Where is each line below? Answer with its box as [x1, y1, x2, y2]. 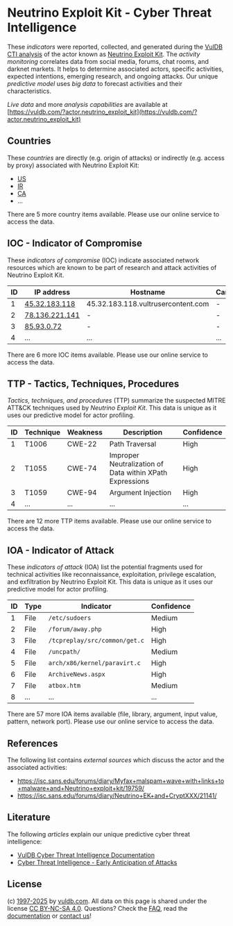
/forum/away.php [48, 625, 102, 633]
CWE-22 [67, 439, 97, 449]
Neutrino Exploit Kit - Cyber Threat [7, 5, 212, 21]
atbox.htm [48, 682, 81, 690]
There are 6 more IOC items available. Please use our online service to [7, 351, 208, 359]
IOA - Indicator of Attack [7, 544, 114, 556]
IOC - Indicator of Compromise [7, 237, 142, 249]
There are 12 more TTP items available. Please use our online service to [7, 517, 212, 525]
